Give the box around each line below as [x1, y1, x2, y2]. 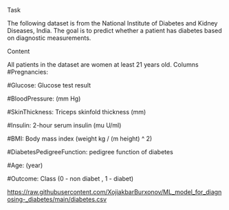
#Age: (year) [7, 161, 43, 169]
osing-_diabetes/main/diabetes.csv [7, 196, 107, 203]
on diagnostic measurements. [7, 34, 91, 42]
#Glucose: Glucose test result [7, 81, 91, 89]
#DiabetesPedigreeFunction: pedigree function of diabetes [7, 148, 173, 156]
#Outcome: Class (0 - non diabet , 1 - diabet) [7, 175, 134, 182]
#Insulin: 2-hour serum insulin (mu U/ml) [7, 121, 122, 129]
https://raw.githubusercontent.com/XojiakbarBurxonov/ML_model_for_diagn [7, 188, 222, 196]
